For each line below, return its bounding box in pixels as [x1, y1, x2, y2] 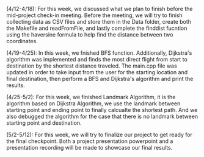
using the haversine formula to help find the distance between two [6, 31, 173, 38]
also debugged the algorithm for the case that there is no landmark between [6, 113, 199, 120]
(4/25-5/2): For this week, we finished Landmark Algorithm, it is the [6, 94, 176, 100]
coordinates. [6, 38, 38, 44]
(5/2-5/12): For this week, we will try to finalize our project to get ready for [6, 131, 192, 138]
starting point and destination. [6, 119, 82, 127]
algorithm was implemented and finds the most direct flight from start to [6, 56, 188, 63]
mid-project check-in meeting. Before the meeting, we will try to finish [6, 12, 183, 19]
